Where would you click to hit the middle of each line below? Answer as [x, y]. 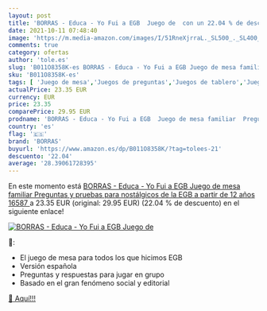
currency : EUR [32, 97]
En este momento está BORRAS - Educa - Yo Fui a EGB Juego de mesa [124, 186]
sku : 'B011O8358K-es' [44, 75]
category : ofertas [39, 52]
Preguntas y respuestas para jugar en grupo [92, 274]
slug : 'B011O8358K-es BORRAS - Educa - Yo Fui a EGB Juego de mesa [122, 68]
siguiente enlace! [36, 212]
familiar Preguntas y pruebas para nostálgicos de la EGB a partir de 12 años [132, 195]
